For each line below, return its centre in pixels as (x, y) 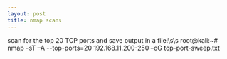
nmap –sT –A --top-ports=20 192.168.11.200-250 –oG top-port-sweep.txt (114, 48)
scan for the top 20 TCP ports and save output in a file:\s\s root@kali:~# (113, 40)
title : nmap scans (35, 20)
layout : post (27, 14)
